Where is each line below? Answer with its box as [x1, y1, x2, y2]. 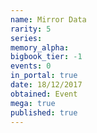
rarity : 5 [10, 24, 52, 34]
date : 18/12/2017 [10, 80, 83, 90]
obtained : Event [10, 89, 78, 99]
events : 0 [10, 61, 52, 71]
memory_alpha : [10, 42, 70, 53]
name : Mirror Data [10, 14, 87, 25]
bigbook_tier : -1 [10, 52, 83, 62]
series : [10, 33, 43, 43]
